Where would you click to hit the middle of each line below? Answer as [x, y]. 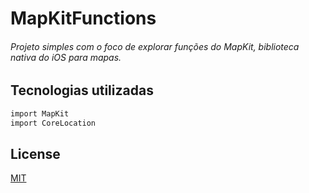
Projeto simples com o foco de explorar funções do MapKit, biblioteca [155, 46]
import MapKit [40, 113]
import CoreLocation [53, 123]
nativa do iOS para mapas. [66, 57]
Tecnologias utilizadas [82, 90]
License [35, 153]
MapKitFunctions [83, 18]
